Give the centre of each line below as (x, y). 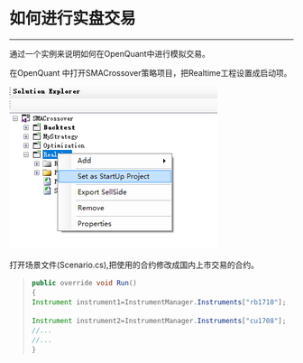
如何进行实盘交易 (73, 19)
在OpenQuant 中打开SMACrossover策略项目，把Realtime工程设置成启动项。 (151, 72)
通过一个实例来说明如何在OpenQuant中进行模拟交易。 (110, 53)
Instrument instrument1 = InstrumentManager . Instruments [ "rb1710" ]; (159, 302)
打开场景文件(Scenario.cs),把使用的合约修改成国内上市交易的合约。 (134, 265)
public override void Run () (84, 283)
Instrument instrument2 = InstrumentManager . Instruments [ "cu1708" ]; (159, 321)
